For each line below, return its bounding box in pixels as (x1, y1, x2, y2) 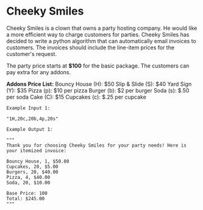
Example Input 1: (6, 105, 51, 111)
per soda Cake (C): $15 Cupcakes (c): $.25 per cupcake (6, 93, 146, 100)
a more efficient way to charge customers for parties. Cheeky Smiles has (6, 30, 190, 38)
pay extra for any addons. (6, 68, 71, 75)
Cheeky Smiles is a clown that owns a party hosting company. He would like (6, 24, 198, 32)
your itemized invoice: (6, 147, 67, 153)
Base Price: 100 (6, 190, 48, 196)
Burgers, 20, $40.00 (6, 169, 59, 175)
